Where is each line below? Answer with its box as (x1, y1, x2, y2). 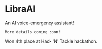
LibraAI (5, 3, 36, 15)
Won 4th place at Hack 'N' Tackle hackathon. (5, 38, 98, 44)
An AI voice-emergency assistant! (5, 20, 74, 26)
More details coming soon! (5, 29, 61, 34)
